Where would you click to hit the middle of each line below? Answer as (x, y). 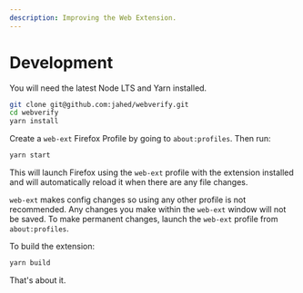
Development (61, 62)
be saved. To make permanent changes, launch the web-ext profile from (144, 220)
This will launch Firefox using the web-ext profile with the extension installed (151, 172)
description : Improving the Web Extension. (93, 18)
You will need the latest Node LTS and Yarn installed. (108, 88)
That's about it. (38, 280)
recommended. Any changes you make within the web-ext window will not (148, 210)
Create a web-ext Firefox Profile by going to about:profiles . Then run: (140, 139)
